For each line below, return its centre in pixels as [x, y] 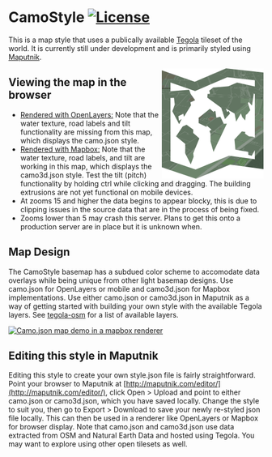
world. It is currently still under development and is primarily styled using [130, 48]
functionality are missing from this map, [86, 132]
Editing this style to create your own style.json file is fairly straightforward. [132, 375]
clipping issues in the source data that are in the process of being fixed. [140, 209]
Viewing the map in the [68, 82]
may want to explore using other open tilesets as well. [98, 444]
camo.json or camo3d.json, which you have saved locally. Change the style [134, 401]
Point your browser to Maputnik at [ [68, 384]
